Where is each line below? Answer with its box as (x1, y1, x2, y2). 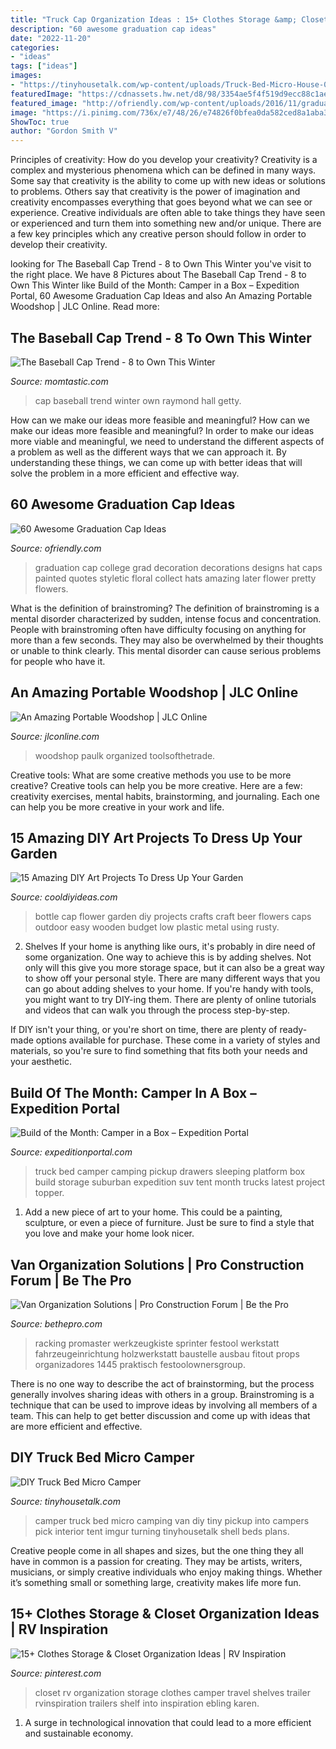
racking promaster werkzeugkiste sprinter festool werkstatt (34, 1337, 280, 1349)
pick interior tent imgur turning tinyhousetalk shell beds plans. (34, 1525, 290, 1537)
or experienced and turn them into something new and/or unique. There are (10, 217, 322, 230)
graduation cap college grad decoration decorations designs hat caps (34, 561, 323, 573)
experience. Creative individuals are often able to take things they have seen (10, 207, 326, 219)
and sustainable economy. (24, 1727, 134, 1739)
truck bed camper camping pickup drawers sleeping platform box (34, 1166, 306, 1178)
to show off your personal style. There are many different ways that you (24, 972, 321, 985)
